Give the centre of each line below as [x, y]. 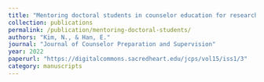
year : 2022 [26, 52]
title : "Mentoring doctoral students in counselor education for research [133, 15]
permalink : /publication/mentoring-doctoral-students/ [100, 30]
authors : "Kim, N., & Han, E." [59, 37]
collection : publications [50, 23]
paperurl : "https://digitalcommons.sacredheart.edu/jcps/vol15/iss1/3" [128, 59]
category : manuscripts [45, 66]
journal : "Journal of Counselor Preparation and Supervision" [112, 45]
